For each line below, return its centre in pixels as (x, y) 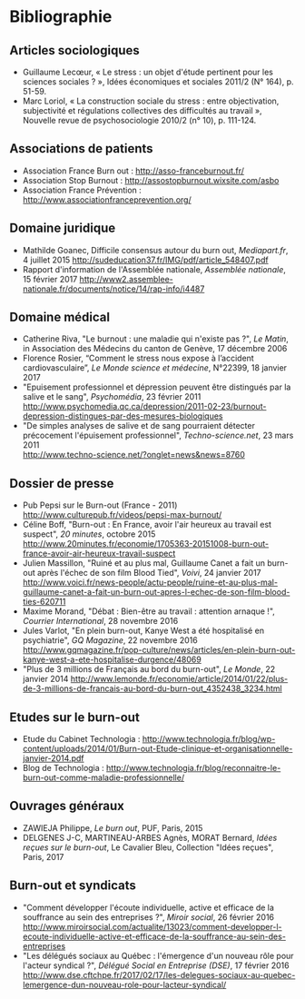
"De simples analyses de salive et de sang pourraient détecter (139, 426)
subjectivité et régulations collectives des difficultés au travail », (142, 110)
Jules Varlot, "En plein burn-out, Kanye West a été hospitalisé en (143, 631)
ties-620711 (44, 602)
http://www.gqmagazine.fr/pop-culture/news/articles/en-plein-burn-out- (159, 650)
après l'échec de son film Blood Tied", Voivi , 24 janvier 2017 (149, 573)
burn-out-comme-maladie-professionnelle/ (103, 777)
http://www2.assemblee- (127, 279)
